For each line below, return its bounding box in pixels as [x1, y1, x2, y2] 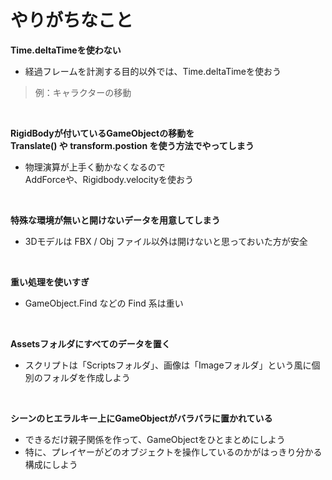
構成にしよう [24, 458, 78, 470]
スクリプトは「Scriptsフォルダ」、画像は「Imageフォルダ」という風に [24, 359, 312, 371]
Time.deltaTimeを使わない [10, 44, 122, 56]
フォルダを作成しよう [42, 371, 131, 383]
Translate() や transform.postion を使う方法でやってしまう [10, 139, 255, 151]
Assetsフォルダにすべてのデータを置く [10, 337, 171, 350]
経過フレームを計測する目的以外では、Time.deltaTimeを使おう [24, 65, 282, 77]
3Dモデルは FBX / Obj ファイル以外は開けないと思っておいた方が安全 [24, 235, 308, 247]
